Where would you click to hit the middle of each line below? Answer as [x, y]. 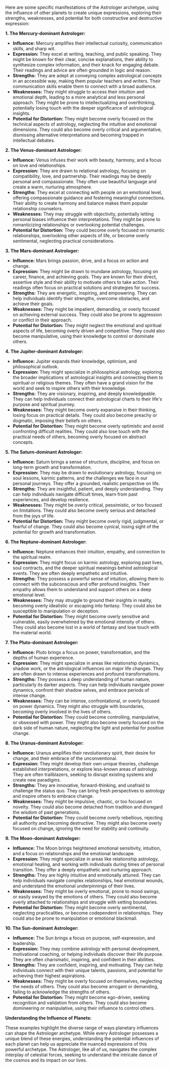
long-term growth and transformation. [52, 467]
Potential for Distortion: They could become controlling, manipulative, [86, 717]
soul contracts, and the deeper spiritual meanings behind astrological [85, 568]
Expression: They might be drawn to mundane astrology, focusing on [85, 271]
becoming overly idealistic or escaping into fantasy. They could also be [87, 606]
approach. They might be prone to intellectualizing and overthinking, [84, 103]
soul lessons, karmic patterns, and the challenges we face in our [80, 478]
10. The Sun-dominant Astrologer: [42, 928]
